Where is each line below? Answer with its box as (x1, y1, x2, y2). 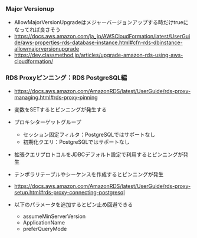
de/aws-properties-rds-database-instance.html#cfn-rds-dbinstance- (14, 39, 183, 46)
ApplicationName (22, 219, 65, 226)
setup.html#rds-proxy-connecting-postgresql (14, 189, 125, 196)
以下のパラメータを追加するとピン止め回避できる (14, 201, 133, 208)
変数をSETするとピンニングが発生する (14, 105, 107, 113)
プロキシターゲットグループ (14, 118, 81, 125)
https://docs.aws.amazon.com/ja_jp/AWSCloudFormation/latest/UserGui (14, 33, 191, 40)
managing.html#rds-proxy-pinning (14, 94, 98, 101)
